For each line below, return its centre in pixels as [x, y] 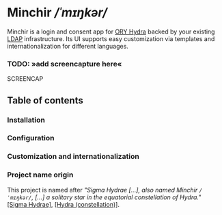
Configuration [31, 138]
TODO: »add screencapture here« [65, 64]
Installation [26, 120]
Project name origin [40, 175]
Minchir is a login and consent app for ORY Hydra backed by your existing [111, 31]
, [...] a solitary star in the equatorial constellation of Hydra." [116, 197]
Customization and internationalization [73, 157]
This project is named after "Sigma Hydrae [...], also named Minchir [102, 190]
